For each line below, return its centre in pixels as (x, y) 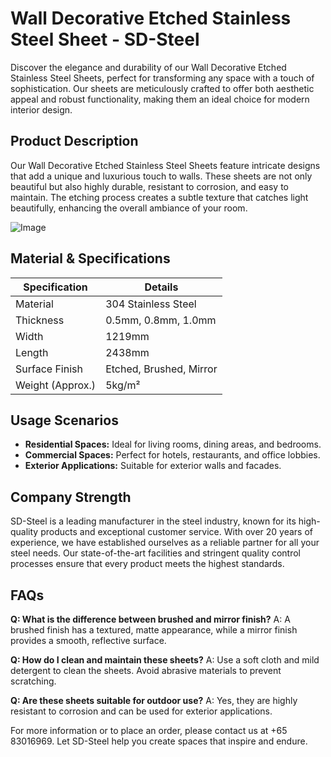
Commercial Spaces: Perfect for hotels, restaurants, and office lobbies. (172, 455)
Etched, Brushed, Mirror (161, 369)
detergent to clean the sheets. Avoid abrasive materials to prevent (146, 670)
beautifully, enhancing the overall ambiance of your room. (129, 208)
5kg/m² (123, 385)
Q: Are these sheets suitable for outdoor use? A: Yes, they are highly (154, 700)
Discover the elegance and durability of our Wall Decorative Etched (148, 67)
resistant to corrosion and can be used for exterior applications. (141, 711)
